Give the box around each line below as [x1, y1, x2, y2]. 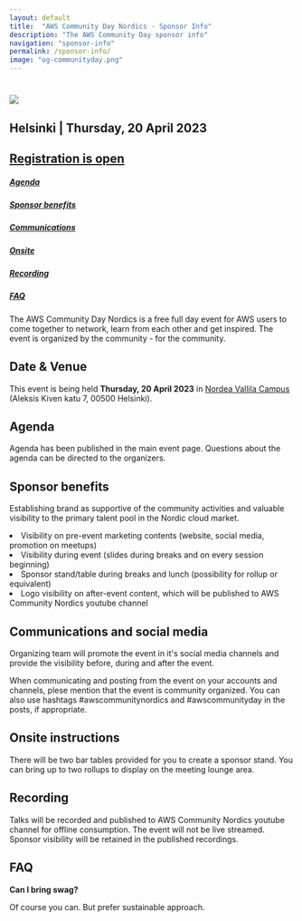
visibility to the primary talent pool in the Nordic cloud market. [9, 513, 240, 524]
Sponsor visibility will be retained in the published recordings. [9, 833, 239, 844]
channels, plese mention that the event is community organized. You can [9, 685, 280, 696]
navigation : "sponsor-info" [9, 38, 116, 48]
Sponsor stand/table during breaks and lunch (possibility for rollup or [21, 568, 278, 580]
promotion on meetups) [9, 540, 98, 551]
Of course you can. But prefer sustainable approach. [9, 901, 205, 912]
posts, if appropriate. [9, 704, 88, 715]
